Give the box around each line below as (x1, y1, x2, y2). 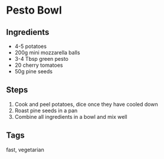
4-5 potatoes (14, 43, 47, 50)
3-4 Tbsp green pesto (14, 56, 69, 62)
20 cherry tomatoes (14, 61, 63, 69)
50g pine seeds (14, 68, 53, 74)
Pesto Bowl (6, 4, 62, 17)
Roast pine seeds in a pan (14, 107, 78, 114)
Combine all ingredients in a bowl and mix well (14, 113, 128, 120)
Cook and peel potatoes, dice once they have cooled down (14, 100, 158, 108)
